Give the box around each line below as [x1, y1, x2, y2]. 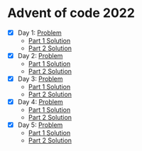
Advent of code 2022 [7, 5, 135, 21]
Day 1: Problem [17, 28, 62, 37]
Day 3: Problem [17, 74, 63, 83]
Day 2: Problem [17, 52, 63, 60]
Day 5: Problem [17, 121, 63, 129]
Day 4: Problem [17, 98, 64, 106]
